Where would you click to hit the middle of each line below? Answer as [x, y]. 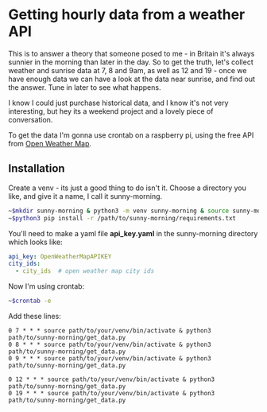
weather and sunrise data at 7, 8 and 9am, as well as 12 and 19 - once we [128, 70]
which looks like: [35, 242]
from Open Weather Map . [50, 143]
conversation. [31, 119]
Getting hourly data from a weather [127, 15]
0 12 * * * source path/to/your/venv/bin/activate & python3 [112, 379]
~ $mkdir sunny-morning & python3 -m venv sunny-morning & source [118, 211]
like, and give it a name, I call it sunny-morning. [85, 196]
